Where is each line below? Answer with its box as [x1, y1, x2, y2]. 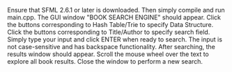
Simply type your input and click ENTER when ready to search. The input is [7, 35, 223, 44]
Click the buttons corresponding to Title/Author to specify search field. [7, 28, 210, 36]
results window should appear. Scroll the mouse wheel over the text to [7, 50, 209, 58]
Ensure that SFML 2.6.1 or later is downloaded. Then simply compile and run [7, 6, 225, 14]
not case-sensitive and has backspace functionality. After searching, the [7, 43, 216, 51]
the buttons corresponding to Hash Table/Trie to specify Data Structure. [7, 21, 214, 28]
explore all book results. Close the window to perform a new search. [7, 57, 203, 65]
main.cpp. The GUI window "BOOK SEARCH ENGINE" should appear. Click [7, 13, 222, 21]
